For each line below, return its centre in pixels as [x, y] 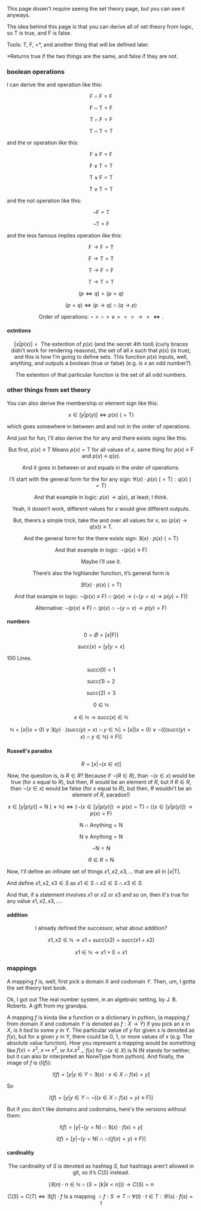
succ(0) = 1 [101, 670]
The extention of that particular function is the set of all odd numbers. [101, 374]
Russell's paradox [30, 750]
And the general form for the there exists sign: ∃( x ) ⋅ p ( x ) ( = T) [101, 538]
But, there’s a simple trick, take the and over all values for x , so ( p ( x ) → [100, 520]
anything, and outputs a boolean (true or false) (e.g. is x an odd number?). [101, 363]
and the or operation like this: [43, 143]
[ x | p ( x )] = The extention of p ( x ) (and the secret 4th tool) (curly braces [101, 344]
